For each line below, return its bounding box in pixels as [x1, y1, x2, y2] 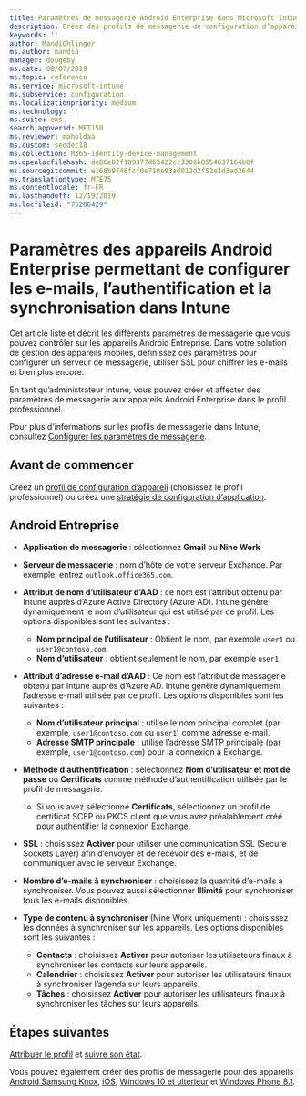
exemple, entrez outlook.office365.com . [22, 569, 174, 580]
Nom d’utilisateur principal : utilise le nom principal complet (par [36, 717, 280, 728]
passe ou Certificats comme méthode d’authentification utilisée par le [22, 774, 288, 785]
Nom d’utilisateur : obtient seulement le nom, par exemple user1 [36, 653, 280, 664]
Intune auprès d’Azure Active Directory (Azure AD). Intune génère [22, 597, 269, 608]
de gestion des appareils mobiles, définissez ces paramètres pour [9, 347, 257, 358]
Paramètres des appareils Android [9, 239, 273, 260]
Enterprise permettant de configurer [9, 259, 291, 279]
